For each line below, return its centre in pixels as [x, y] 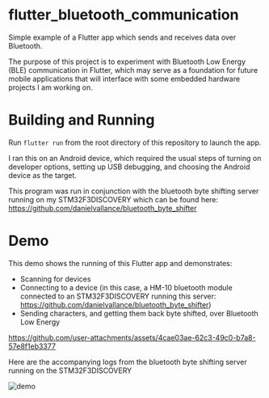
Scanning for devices [55, 279]
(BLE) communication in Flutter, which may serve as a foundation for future [133, 70]
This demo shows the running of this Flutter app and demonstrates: [120, 263]
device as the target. [42, 175]
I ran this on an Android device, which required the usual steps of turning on [135, 158]
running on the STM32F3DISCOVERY [70, 370]
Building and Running [82, 120]
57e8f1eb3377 [32, 346]
